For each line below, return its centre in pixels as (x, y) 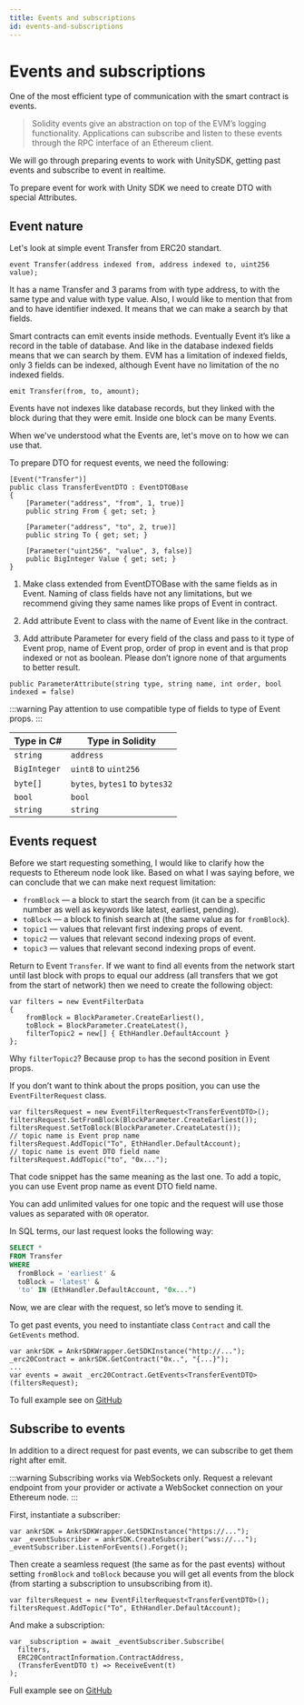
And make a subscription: (57, 1625)
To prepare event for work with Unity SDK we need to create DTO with (141, 188)
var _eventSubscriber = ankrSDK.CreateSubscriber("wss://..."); (133, 1540)
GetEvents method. (44, 1335)
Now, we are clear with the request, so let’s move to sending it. (127, 1308)
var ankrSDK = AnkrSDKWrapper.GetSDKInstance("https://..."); (129, 1532)
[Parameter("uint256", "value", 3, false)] (109, 551)
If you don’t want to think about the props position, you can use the (135, 1086)
